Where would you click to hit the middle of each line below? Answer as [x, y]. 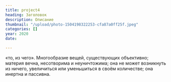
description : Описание [29, 19]
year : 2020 [17, 34]
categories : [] [22, 29]
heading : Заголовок [26, 15]
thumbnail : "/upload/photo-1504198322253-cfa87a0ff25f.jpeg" [72, 24]
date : [11, 39]
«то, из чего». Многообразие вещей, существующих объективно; [77, 57]
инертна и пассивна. [28, 74]
